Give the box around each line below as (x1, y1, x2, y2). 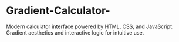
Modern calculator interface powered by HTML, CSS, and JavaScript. (6, 23, 174, 30)
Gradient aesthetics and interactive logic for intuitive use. (6, 29, 144, 36)
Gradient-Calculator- (6, 4, 110, 17)
